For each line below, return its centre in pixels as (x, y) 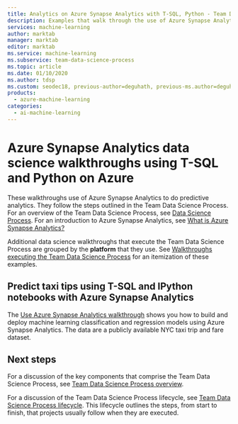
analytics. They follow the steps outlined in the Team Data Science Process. (118, 205)
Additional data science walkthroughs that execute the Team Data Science (116, 241)
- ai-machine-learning (47, 113)
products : (22, 93)
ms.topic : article (34, 67)
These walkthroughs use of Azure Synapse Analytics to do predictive (108, 197)
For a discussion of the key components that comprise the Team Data (109, 376)
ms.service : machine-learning (52, 54)
